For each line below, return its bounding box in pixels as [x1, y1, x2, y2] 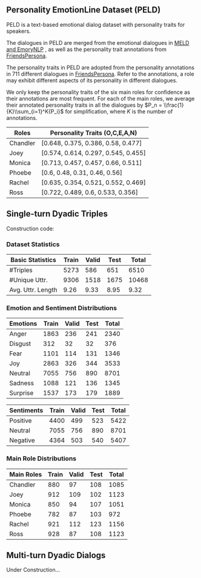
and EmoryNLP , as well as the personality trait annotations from [6, 45, 167, 53]
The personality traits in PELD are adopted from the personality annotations [6, 64, 195, 71]
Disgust [9, 340, 31, 348]
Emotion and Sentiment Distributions [6, 303, 117, 312]
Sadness [9, 379, 35, 388]
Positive [9, 417, 32, 425]
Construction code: [6, 224, 54, 232]
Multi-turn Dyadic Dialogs [6, 550, 106, 560]
